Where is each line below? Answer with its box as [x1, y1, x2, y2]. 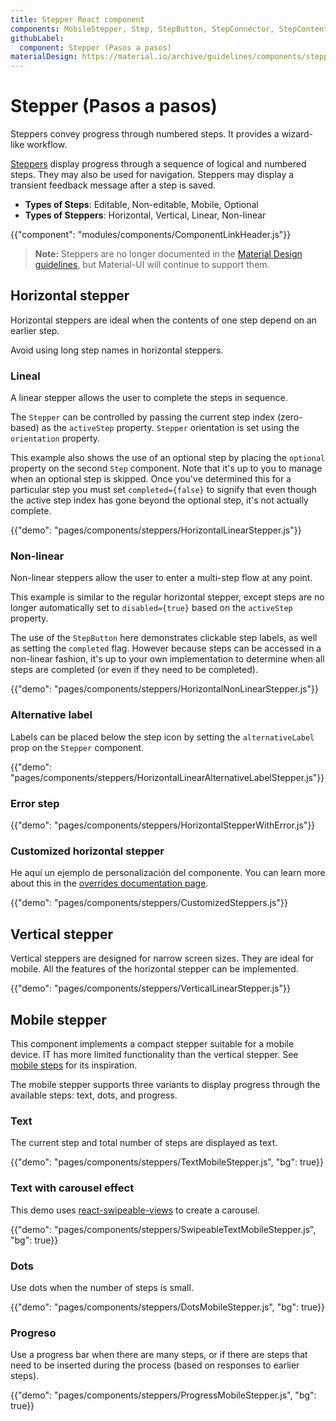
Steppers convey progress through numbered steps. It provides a [10, 128, 280, 140]
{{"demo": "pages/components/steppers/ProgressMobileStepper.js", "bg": [10, 1389, 317, 1401]
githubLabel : [10, 33, 65, 43]
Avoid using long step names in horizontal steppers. [10, 344, 224, 356]
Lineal [10, 369, 41, 383]
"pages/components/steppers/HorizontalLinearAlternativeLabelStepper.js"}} [10, 771, 325, 783]
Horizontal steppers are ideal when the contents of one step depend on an [10, 314, 318, 326]
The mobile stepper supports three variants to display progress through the [10, 1078, 321, 1090]
